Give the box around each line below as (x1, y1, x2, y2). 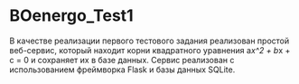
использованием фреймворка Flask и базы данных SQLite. (9, 64, 236, 75)
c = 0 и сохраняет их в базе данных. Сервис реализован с (9, 54, 235, 65)
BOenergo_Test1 (9, 5, 134, 26)
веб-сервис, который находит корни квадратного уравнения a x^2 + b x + (9, 44, 291, 55)
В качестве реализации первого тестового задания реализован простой (9, 35, 290, 46)
